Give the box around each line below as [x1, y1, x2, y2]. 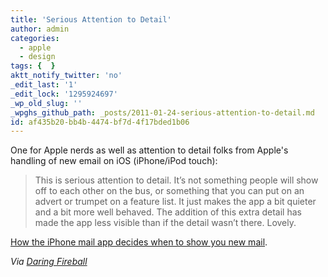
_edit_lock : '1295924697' [10, 89, 118, 99]
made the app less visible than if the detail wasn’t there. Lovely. [34, 217, 297, 229]
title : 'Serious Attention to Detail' [10, 14, 172, 25]
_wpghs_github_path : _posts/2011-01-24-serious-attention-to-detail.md [10, 107, 315, 118]
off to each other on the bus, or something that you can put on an [34, 185, 305, 197]
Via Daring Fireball [10, 256, 88, 268]
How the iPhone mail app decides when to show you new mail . [10, 236, 268, 248]
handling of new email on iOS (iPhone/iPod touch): [10, 155, 218, 167]
